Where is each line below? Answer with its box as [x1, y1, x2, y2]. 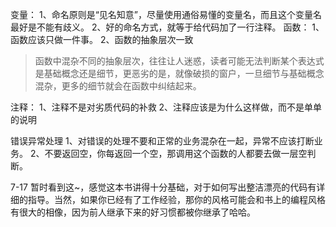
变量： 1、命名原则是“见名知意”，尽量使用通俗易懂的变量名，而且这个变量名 [10, 9, 322, 20]
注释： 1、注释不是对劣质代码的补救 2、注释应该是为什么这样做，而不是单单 [10, 101, 323, 113]
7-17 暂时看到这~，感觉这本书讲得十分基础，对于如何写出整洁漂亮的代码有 [10, 181, 317, 193]
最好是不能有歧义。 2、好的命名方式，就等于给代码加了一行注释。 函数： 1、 [10, 21, 325, 33]
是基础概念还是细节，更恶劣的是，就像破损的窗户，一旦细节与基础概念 [34, 68, 325, 79]
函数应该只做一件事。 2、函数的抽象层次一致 [10, 34, 194, 45]
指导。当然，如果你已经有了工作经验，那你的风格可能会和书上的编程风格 [27, 194, 326, 205]
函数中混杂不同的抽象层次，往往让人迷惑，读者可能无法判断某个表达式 [34, 55, 325, 67]
